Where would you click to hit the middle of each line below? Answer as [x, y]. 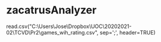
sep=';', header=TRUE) [128, 32]
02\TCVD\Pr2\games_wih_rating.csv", [53, 32]
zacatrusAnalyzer [51, 10]
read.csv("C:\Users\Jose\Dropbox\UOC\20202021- [69, 26]
